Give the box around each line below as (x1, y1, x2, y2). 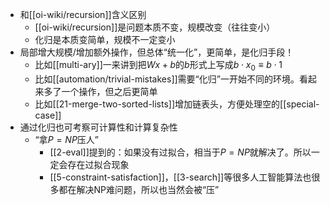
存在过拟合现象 (67, 158, 130, 170)
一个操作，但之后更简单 (61, 85, 158, 97)
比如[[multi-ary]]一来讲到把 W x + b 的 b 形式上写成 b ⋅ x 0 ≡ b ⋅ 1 (34, 59, 283, 73)
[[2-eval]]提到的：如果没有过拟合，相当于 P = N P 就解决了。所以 (49, 146, 312, 158)
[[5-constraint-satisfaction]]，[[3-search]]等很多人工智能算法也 (49, 171, 312, 183)
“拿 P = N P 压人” (34, 133, 100, 145)
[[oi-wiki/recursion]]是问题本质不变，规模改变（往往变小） (34, 21, 276, 33)
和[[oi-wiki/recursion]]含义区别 (19, 9, 147, 20)
